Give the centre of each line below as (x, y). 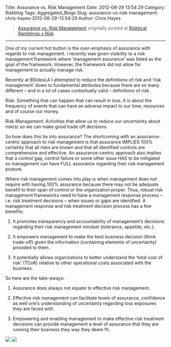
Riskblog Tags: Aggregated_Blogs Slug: (47, 13)
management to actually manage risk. (45, 70)
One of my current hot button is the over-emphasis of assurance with (78, 48)
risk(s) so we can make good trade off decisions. (56, 127)
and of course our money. (32, 111)
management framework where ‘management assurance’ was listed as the (83, 59)
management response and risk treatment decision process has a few (78, 206)
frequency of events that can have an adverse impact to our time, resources (85, 106)
